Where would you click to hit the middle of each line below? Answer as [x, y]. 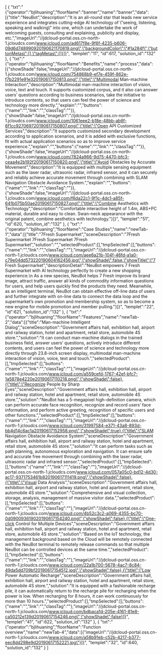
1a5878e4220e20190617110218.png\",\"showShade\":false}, [64, 379]
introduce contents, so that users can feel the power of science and [73, 100]
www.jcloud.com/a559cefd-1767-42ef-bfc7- [93, 374]
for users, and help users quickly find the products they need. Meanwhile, [79, 286]
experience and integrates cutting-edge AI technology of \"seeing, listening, [81, 22]
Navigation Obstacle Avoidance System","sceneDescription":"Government [79, 436]
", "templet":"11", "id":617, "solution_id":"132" [111, 53]
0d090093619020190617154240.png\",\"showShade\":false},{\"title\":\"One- [81, 518]
